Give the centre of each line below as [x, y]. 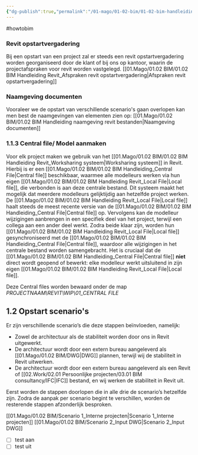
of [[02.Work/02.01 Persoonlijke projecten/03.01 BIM [78, 374]
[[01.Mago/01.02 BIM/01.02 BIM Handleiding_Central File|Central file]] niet [96, 256]
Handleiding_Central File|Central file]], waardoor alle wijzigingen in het [91, 244]
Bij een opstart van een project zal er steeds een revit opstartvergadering [95, 56]
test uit [23, 446]
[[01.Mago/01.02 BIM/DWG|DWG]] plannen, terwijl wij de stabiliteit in [98, 356]
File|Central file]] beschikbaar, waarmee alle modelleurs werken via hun [93, 175]
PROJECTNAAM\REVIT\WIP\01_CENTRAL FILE [62, 293]
